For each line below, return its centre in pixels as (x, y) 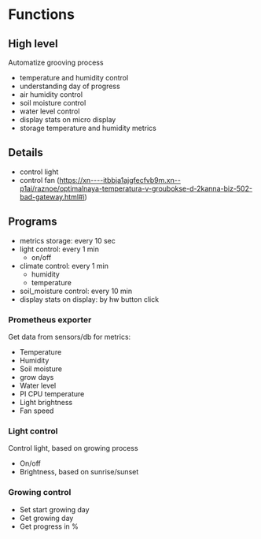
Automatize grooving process (56, 62)
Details (26, 152)
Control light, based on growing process (74, 448)
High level (33, 44)
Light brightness (46, 402)
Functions (41, 15)
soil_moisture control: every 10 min (76, 291)
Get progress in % (49, 526)
